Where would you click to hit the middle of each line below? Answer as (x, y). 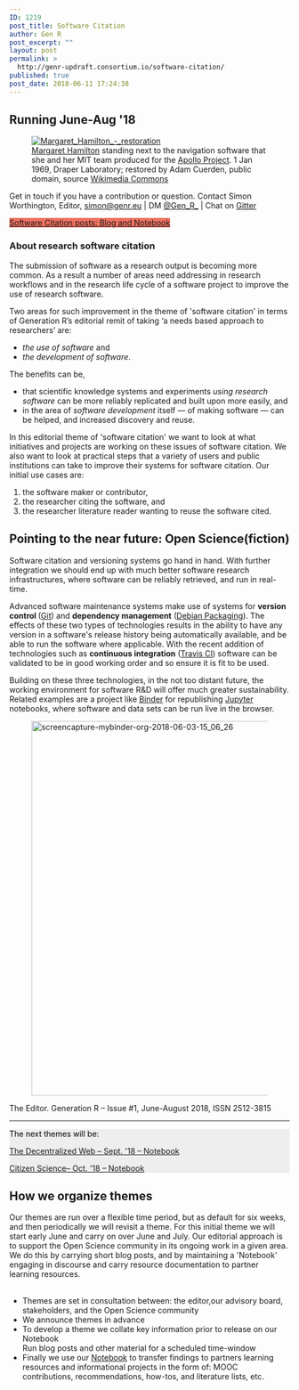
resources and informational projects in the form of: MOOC (130, 1367)
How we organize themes (81, 1195)
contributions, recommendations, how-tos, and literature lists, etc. (143, 1377)
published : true (39, 76)
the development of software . (77, 356)
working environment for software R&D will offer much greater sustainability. (149, 689)
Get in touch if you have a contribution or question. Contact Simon (130, 196)
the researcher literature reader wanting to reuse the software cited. (147, 511)
